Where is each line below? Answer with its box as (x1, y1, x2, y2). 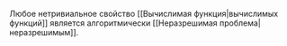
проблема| (219, 18, 261, 28)
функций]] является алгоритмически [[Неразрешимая (9, 18, 218, 28)
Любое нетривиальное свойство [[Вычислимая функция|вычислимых (9, 9, 279, 19)
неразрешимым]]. (9, 27, 79, 37)
